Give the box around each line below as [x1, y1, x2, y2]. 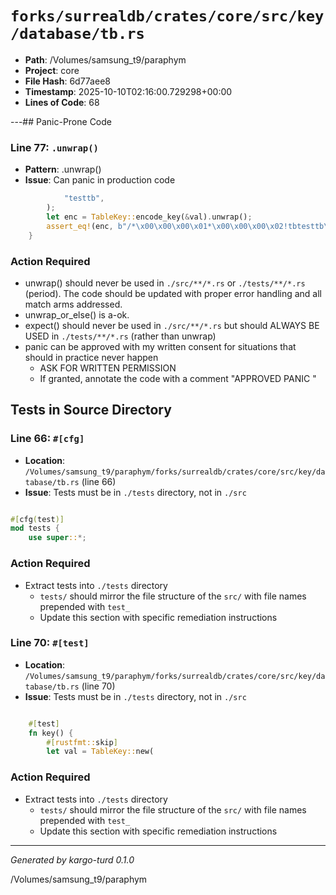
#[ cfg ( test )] [10, 514, 65, 524]
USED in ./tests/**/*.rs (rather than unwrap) [24, 330, 217, 342]
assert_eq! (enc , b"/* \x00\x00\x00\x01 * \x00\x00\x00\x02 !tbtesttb [46, 221, 325, 231]
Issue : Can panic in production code [24, 174, 176, 186]
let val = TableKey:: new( [46, 747, 155, 757]
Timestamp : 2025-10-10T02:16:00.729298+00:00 [24, 85, 233, 97]
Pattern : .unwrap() [24, 163, 102, 176]
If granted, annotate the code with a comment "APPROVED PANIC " [39, 372, 317, 384]
